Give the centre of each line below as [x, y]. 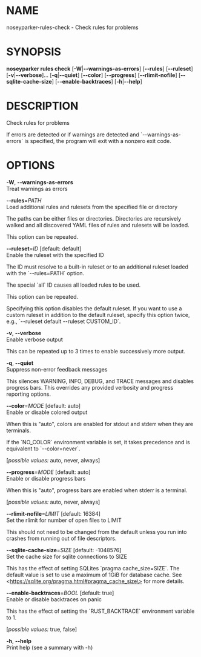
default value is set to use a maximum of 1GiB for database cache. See [94, 575]
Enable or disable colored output [47, 412]
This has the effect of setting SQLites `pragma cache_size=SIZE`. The [93, 568]
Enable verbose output [35, 339]
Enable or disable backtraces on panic [54, 599]
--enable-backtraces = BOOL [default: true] [60, 593]
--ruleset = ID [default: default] [44, 248]
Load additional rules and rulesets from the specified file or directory [92, 207]
